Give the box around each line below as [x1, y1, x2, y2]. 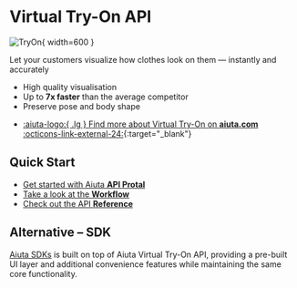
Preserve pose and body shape [22, 100, 141, 111]
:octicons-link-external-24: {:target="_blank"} [22, 128, 192, 139]
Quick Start [9, 155, 76, 170]
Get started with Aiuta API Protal [22, 179, 146, 190]
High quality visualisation [22, 81, 118, 92]
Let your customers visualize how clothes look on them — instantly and [9, 54, 277, 65]
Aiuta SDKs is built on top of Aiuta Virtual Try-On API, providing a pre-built [9, 249, 288, 260]
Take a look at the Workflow [22, 189, 130, 200]
